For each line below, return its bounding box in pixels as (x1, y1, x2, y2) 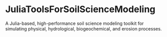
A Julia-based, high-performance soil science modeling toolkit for (5, 20, 144, 26)
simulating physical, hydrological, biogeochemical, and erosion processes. (5, 25, 162, 31)
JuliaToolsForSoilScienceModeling (5, 4, 156, 15)
